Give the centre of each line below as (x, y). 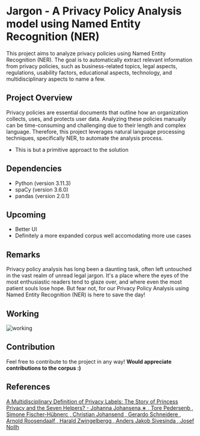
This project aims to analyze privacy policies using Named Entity (86, 53)
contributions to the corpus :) (44, 368)
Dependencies (34, 169)
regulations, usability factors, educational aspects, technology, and (89, 72)
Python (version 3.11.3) (43, 183)
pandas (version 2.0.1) (42, 196)
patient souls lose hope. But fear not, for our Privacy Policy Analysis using (98, 288)
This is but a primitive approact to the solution (72, 149)
